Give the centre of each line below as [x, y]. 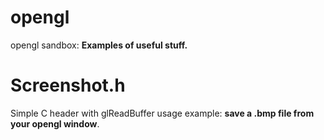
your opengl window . [55, 123]
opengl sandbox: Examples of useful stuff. [99, 45]
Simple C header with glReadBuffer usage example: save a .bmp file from [162, 113]
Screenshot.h [68, 85]
